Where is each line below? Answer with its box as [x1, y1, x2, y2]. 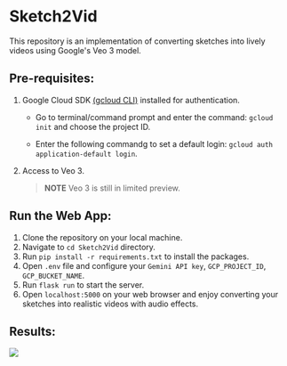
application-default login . [35, 148, 138, 159]
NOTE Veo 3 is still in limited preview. [44, 183, 180, 193]
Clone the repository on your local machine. [21, 232, 183, 242]
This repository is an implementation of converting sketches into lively [9, 36, 266, 46]
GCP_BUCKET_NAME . [21, 270, 85, 281]
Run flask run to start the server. [21, 279, 145, 290]
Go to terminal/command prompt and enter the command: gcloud [35, 111, 274, 122]
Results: [9, 323, 56, 339]
